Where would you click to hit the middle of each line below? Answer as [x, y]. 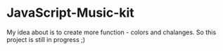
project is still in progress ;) [46, 39]
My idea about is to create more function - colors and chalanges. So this [111, 32]
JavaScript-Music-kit [70, 13]
